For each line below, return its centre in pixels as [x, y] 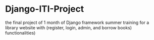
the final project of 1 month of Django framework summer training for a [77, 22]
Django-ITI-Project [45, 9]
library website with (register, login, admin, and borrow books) [69, 27]
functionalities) [20, 33]
